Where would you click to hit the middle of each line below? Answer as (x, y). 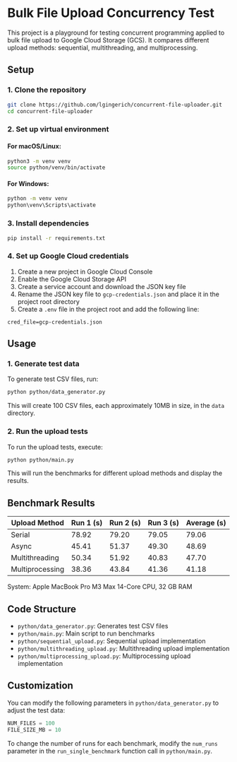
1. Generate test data (43, 363)
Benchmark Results (51, 503)
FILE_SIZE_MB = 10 (34, 729)
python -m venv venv (38, 199)
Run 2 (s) (125, 523)
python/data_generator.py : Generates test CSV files (93, 626)
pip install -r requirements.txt (56, 238)
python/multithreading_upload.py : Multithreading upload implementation (123, 649)
